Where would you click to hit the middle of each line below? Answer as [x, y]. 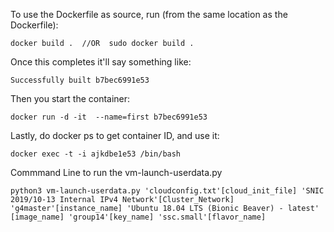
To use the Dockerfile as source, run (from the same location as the [149, 14]
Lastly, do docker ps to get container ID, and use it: [115, 135]
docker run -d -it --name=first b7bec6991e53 [109, 117]
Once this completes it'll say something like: [101, 62]
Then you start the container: [70, 98]
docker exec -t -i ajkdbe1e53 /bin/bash [96, 154]
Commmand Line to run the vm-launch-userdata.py [116, 172]
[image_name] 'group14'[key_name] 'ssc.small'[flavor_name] [138, 217]
